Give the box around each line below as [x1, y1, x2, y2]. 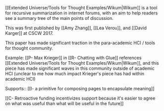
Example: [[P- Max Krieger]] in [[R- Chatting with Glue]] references [5, 55, 142, 61]
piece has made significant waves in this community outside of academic [5, 65, 155, 71]
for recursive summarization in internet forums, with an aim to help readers [5, 10, 158, 16]
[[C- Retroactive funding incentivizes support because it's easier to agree [5, 95, 156, 101]
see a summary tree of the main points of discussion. [5, 15, 114, 21]
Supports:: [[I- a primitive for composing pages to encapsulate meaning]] [5, 86, 155, 92]
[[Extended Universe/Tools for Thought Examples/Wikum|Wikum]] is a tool [5, 5, 158, 10]
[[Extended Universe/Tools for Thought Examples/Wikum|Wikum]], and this [5, 60, 160, 66]
